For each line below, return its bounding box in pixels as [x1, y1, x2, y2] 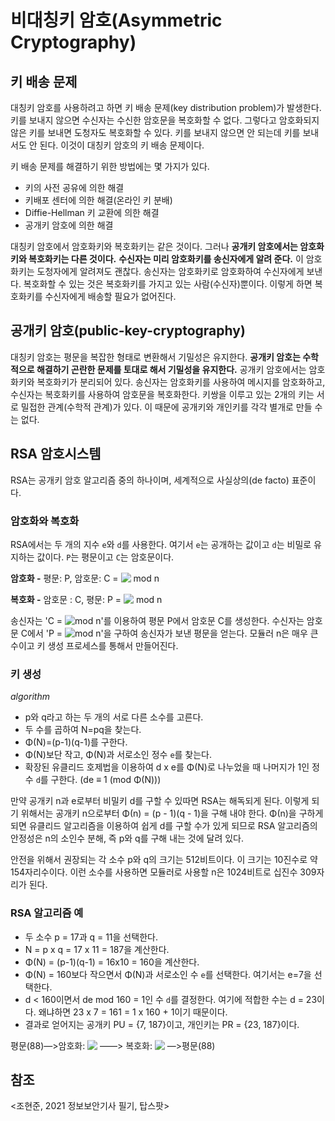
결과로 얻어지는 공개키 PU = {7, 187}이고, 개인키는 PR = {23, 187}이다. [24, 1018, 300, 1030]
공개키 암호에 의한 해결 [24, 219, 114, 231]
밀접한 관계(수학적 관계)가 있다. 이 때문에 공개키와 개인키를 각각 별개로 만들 [20, 401, 313, 413]
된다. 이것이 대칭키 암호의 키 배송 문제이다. [39, 139, 205, 151]
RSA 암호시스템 [10, 446, 102, 463]
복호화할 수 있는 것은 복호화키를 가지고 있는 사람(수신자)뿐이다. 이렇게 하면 [23, 278, 313, 290]
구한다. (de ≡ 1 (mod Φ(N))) [50, 774, 162, 786]
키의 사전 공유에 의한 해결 [24, 182, 125, 193]
